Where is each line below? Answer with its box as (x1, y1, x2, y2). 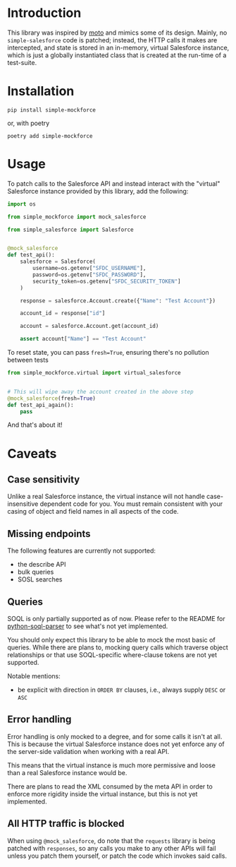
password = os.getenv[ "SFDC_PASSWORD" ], (32, 271, 147, 278)
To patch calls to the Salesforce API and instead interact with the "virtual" (7, 179, 221, 188)
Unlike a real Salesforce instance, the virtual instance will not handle (7, 493, 206, 501)
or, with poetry (7, 119, 50, 127)
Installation (7, 83, 75, 100)
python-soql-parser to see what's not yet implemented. (7, 622, 168, 630)
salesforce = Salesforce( (20, 258, 97, 266)
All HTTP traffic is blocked (7, 818, 125, 830)
